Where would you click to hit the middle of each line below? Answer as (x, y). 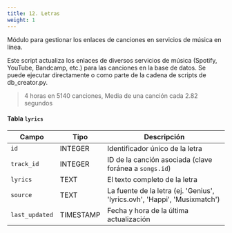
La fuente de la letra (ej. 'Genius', (161, 190)
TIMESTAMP (80, 214)
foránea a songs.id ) (139, 168)
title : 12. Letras (33, 13)
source (21, 195)
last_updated (32, 215)
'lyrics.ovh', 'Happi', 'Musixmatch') (163, 199)
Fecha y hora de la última (147, 210)
